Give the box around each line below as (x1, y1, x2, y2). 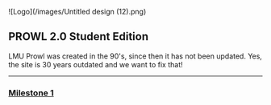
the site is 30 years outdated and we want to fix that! (8, 59, 183, 69)
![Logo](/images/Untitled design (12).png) (8, 7, 147, 16)
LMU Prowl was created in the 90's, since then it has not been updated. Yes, (8, 51, 262, 61)
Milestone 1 (8, 87, 54, 99)
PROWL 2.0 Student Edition (8, 30, 149, 43)
